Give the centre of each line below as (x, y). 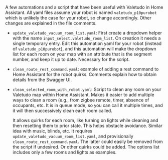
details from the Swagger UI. (42, 80)
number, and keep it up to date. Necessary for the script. (71, 59)
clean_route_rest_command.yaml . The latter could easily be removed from (88, 141)
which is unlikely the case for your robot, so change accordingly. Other (78, 18)
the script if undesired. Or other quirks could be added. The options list (86, 147)
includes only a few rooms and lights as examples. (64, 152)
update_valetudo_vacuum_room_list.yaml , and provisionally (73, 136)
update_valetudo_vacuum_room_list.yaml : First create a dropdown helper (87, 33)
